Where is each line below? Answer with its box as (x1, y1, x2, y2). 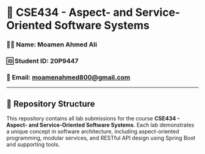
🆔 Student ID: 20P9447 (6, 57, 79, 65)
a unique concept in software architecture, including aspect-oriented (6, 128, 179, 135)
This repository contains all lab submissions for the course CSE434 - (6, 115, 180, 122)
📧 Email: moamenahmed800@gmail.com (6, 73, 131, 81)
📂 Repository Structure (6, 98, 95, 109)
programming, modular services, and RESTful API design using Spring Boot (6, 134, 196, 142)
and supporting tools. (6, 141, 60, 148)
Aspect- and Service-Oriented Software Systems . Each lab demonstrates (6, 122, 195, 129)
